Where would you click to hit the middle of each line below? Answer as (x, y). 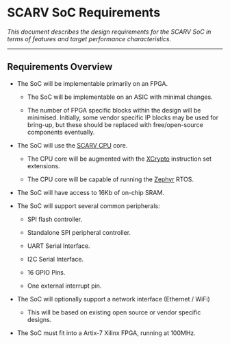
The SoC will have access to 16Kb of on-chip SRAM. (90, 192)
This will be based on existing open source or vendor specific (114, 312)
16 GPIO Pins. (46, 272)
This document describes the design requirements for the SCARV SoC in (109, 32)
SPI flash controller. (55, 219)
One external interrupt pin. (64, 286)
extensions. (43, 165)
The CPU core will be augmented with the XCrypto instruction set (119, 159)
